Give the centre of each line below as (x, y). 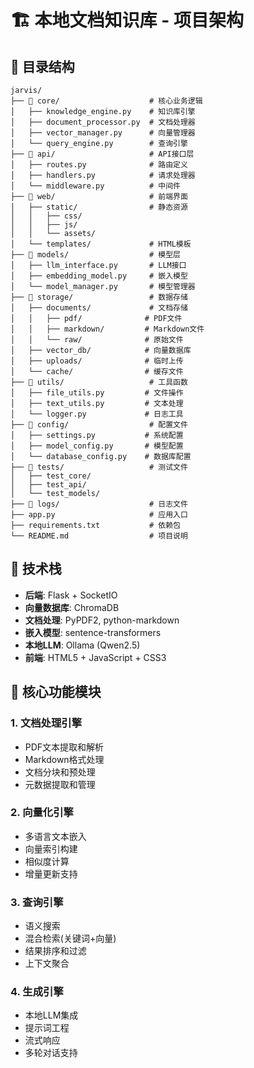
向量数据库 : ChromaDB (72, 607)
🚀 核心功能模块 (56, 692)
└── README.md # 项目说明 (99, 536)
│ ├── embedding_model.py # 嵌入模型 (99, 276)
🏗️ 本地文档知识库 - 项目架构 (127, 20)
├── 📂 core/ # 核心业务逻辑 (106, 101)
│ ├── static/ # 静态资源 (99, 207)
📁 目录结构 (42, 66)
